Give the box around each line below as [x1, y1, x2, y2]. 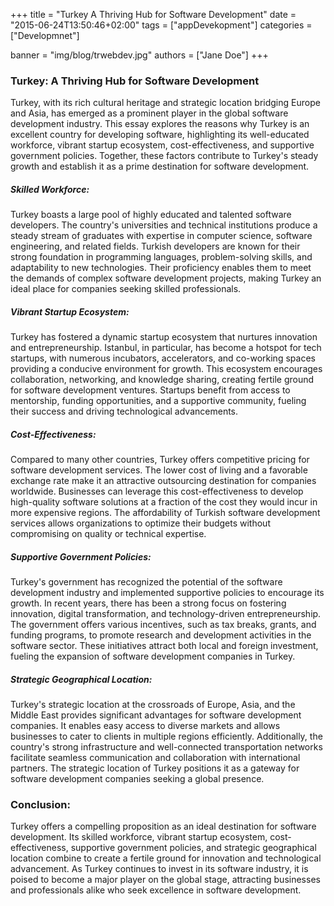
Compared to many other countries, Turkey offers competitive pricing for [10, 454, 310, 466]
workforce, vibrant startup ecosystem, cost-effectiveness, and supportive [10, 139, 315, 151]
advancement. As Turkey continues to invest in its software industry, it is [10, 863, 309, 875]
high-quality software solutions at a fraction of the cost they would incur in [10, 496, 318, 508]
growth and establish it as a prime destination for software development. [10, 160, 310, 173]
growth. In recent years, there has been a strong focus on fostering [10, 597, 287, 609]
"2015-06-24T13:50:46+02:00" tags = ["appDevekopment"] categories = [10, 19, 313, 31]
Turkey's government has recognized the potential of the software [10, 576, 283, 588]
